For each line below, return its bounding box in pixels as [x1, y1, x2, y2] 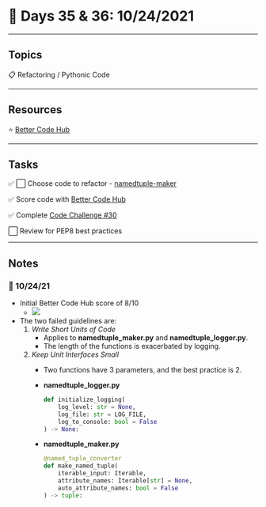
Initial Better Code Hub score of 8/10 [19, 298, 139, 308]
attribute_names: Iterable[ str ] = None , [58, 477, 193, 485]
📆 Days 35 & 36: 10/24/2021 [8, 7, 195, 25]
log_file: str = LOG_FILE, [58, 411, 147, 418]
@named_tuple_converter [43, 455, 122, 463]
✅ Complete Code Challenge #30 [8, 210, 117, 220]
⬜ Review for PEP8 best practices [8, 226, 123, 236]
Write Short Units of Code [31, 324, 116, 335]
